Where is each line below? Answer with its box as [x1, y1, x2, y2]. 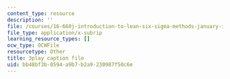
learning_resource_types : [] [7, 36, 90, 43]
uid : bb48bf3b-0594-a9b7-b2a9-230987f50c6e [7, 61, 133, 68]
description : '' [7, 16, 53, 23]
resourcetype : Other [7, 49, 66, 56]
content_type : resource [7, 10, 75, 17]
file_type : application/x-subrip [7, 29, 103, 36]
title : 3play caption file [7, 55, 84, 62]
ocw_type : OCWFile [7, 42, 60, 49]
